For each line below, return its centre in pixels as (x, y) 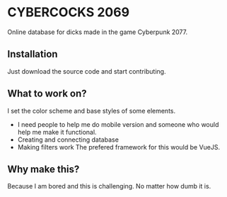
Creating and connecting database (68, 140)
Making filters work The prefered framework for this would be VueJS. (119, 147)
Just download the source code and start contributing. (87, 71)
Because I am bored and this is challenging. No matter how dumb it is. (109, 186)
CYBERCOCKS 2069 (68, 12)
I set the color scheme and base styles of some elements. (92, 111)
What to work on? (47, 94)
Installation (33, 54)
